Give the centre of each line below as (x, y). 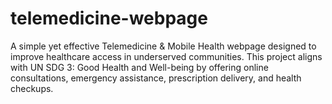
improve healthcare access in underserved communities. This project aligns (166, 56)
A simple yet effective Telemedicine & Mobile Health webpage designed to (163, 46)
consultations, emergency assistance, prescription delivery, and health (156, 78)
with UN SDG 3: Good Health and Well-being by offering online (139, 67)
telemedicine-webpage (109, 18)
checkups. (32, 88)
